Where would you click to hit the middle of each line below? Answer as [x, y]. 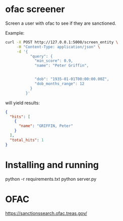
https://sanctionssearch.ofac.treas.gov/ [46, 213]
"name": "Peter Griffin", [62, 66]
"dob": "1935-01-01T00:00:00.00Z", [72, 79]
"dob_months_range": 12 [59, 84]
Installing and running [52, 165]
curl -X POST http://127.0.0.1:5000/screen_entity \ [62, 42]
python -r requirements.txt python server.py [51, 179]
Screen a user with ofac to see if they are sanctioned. [61, 23]
